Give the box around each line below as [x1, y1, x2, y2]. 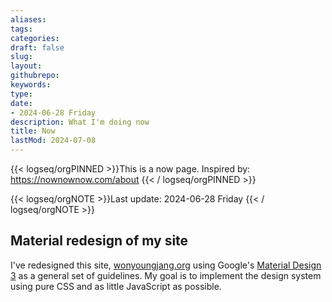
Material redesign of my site [10, 232, 189, 250]
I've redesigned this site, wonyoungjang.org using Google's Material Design [10, 259, 322, 271]
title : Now [10, 126, 56, 136]
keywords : [10, 80, 52, 90]
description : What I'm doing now [10, 117, 150, 127]
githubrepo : [10, 71, 60, 81]
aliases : [10, 14, 47, 25]
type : [10, 89, 33, 99]
